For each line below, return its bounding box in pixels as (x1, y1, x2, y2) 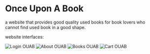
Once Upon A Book (5, 3, 84, 14)
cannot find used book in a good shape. (5, 24, 86, 30)
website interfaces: (5, 34, 44, 40)
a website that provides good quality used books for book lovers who (5, 19, 146, 25)
